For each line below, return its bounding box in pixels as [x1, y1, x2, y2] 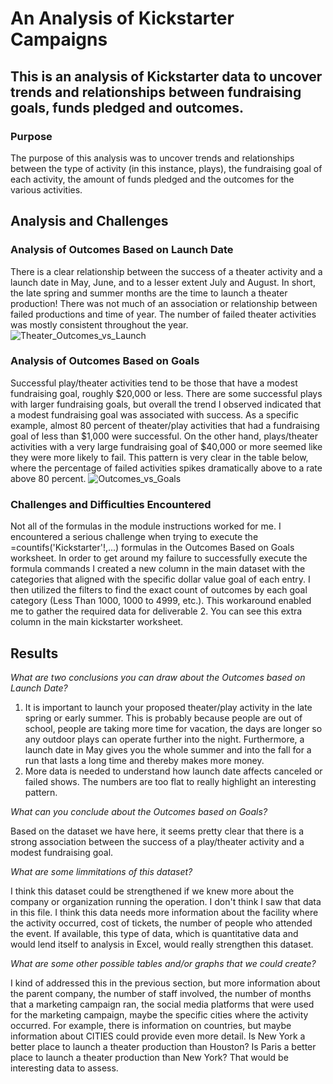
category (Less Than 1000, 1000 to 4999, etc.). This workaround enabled [10, 595, 312, 607]
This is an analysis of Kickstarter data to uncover [10, 68, 323, 85]
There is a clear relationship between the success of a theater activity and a [10, 265, 323, 277]
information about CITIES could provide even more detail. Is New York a [10, 1030, 306, 1042]
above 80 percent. [10, 472, 87, 484]
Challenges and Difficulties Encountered [10, 497, 212, 511]
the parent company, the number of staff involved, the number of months [10, 987, 312, 999]
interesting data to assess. [10, 1062, 119, 1074]
